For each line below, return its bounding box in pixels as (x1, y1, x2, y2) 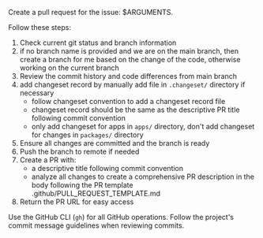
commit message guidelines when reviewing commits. (8, 221, 185, 230)
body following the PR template (31, 180, 133, 189)
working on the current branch (19, 63, 120, 73)
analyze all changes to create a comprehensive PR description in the (31, 172, 255, 181)
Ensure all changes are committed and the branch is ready (19, 139, 210, 147)
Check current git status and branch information (19, 38, 177, 47)
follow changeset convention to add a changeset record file (31, 97, 226, 106)
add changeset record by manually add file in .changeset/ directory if (19, 80, 246, 89)
